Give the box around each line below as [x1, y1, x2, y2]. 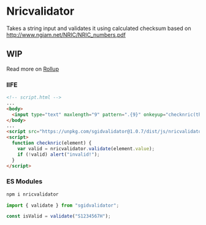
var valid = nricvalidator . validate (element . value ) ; [17, 145, 155, 151]
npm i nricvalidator [6, 191, 59, 197]
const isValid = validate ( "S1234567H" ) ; [6, 213, 112, 219]
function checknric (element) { [12, 140, 92, 147]
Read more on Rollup [6, 65, 59, 72]
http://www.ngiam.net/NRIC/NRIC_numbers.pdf [6, 31, 126, 38]
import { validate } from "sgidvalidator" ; [6, 202, 120, 208]
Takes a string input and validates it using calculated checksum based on [6, 25, 191, 32]
